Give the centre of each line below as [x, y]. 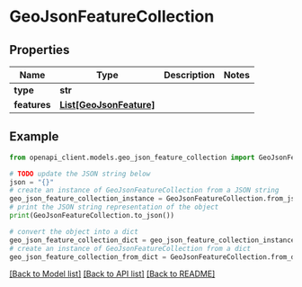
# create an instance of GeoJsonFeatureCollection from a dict [130, 248]
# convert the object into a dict [74, 231]
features [32, 105]
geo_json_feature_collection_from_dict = [88, 257]
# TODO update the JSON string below [80, 174]
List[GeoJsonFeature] [107, 105]
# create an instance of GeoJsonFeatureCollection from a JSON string [144, 191]
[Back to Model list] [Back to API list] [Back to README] [112, 274]
